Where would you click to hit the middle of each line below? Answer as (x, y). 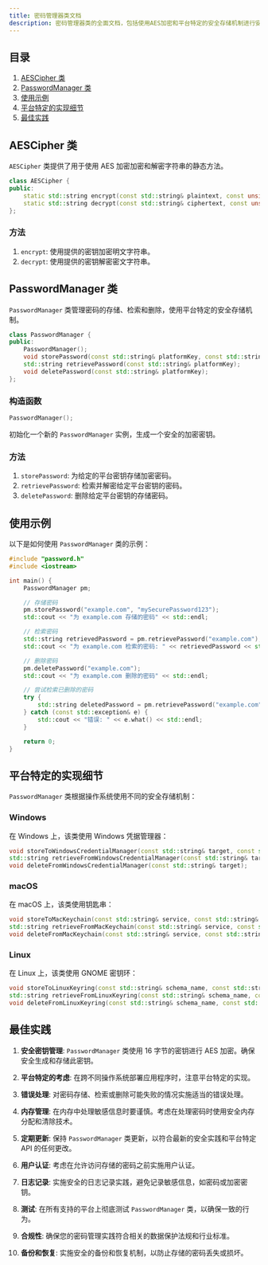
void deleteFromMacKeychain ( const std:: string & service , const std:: (127, 934)
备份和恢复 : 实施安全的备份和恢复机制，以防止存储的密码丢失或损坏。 (134, 1252)
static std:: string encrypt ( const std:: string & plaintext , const (134, 196)
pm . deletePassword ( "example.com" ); (82, 668)
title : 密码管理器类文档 (45, 16)
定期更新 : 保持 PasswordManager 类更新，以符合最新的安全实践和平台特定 (138, 1138)
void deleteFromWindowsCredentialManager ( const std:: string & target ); (128, 866)
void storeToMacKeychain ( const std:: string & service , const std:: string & (134, 920)
